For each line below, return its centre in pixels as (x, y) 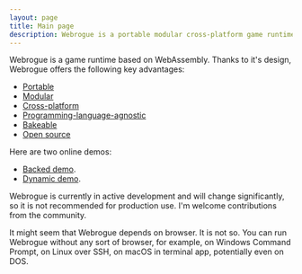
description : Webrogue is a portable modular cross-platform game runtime (152, 34)
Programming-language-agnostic (84, 115)
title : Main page (42, 26)
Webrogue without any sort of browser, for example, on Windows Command (150, 243)
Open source (46, 135)
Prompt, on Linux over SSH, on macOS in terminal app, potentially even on (147, 252)
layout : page (34, 18)
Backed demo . (49, 169)
